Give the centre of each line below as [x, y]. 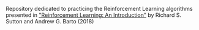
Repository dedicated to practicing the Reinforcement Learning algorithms [99, 9]
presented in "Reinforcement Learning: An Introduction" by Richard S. [94, 15]
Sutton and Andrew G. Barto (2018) [50, 21]
